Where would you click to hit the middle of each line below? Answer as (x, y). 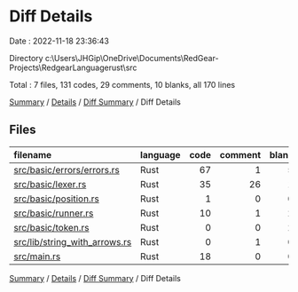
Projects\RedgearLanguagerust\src (73, 67)
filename (33, 154)
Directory (26, 58)
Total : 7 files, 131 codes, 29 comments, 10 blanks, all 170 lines (122, 84)
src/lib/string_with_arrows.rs (73, 241)
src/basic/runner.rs (54, 213)
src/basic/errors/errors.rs (67, 170)
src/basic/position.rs (56, 199)
